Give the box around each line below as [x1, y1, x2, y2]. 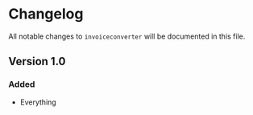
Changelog [8, 5, 84, 23]
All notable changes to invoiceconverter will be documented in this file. [8, 31, 246, 41]
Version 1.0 [8, 55, 66, 68]
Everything [19, 97, 56, 107]
